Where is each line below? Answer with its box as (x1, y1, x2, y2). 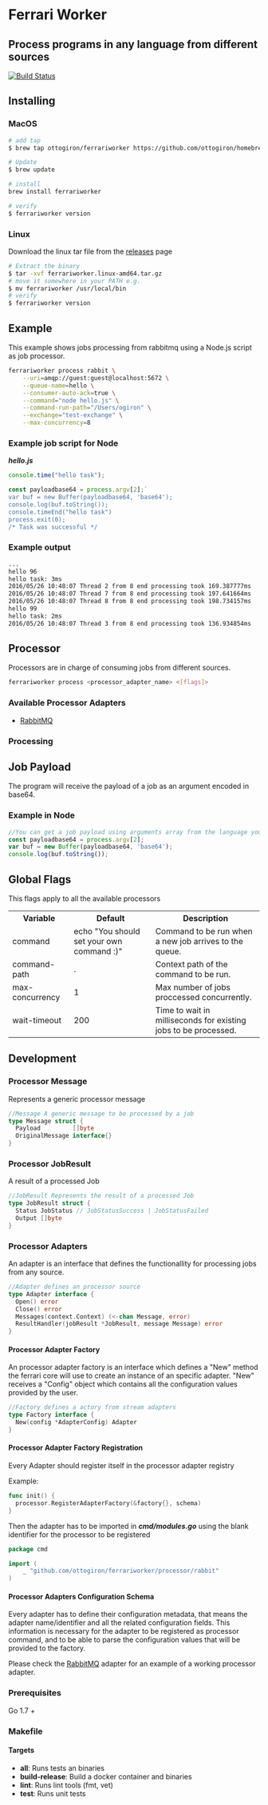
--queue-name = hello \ (22, 382, 94, 390)
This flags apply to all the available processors (8, 894, 161, 903)
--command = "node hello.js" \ (22, 396, 120, 405)
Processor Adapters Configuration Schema (8, 1591, 155, 1601)
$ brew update (8, 166, 56, 174)
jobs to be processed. (155, 1024, 237, 1035)
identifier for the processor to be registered (8, 1530, 151, 1539)
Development (8, 1052, 77, 1066)
